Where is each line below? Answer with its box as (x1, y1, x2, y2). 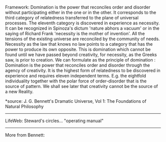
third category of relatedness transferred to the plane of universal (5, 15, 139, 20)
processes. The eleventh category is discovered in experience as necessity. (5, 20, 160, 26)
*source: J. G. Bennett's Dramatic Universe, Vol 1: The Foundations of (5, 98, 147, 104)
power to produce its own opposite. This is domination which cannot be (5, 47, 151, 52)
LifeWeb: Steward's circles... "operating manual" (5, 118, 104, 124)
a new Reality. (5, 89, 34, 94)
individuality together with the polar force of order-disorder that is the (5, 78, 147, 84)
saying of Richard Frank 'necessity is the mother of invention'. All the (5, 31, 145, 36)
